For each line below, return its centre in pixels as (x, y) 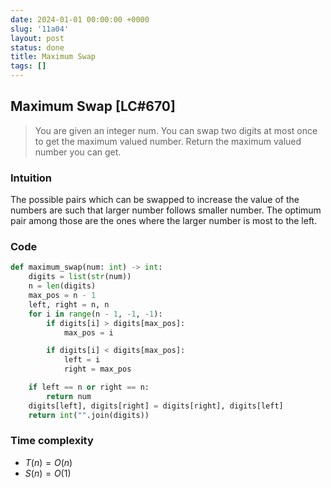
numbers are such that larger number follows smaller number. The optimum (166, 210)
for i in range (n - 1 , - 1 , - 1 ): (95, 314)
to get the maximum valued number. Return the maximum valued (168, 141)
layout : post (37, 38)
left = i (82, 360)
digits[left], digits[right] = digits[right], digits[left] (156, 406)
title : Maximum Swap (53, 57)
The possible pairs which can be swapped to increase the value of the (155, 200)
